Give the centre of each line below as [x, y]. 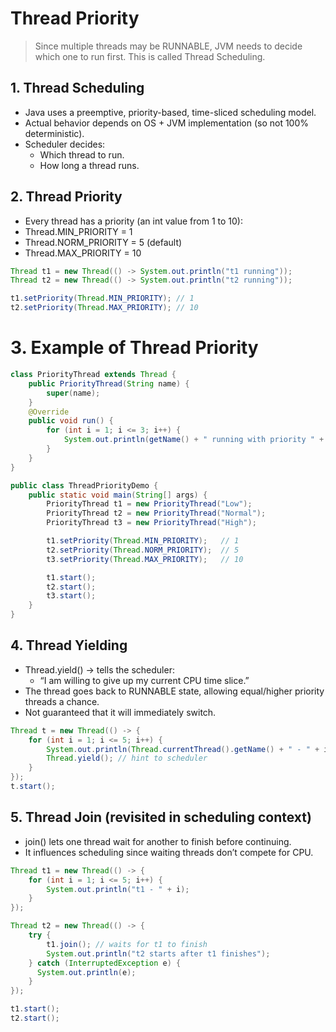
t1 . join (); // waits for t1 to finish [127, 944]
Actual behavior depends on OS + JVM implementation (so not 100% [167, 123]
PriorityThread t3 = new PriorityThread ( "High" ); [151, 523]
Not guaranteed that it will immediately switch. [120, 712]
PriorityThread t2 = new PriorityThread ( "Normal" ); [156, 513]
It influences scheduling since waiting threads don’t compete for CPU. [169, 852]
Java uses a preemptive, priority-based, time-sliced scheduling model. [170, 112]
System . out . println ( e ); [86, 972]
